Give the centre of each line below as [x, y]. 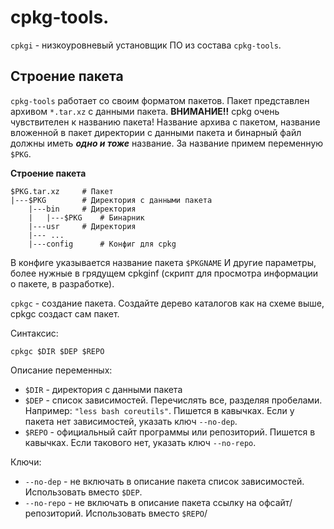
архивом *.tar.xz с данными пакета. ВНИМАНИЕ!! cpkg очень [145, 111]
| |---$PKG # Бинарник [86, 217]
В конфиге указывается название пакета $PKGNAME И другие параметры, [163, 262]
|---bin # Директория [82, 209]
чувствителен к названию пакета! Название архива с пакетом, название [165, 122]
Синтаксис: [34, 333]
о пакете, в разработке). [62, 283]
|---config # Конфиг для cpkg [102, 244]
